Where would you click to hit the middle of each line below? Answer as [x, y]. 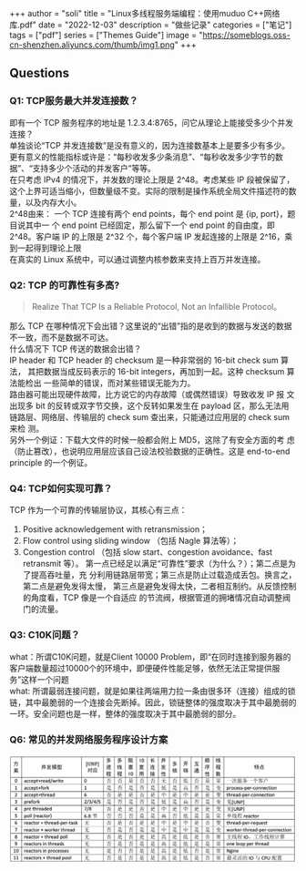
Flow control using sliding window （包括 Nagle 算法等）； [131, 541]
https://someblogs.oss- [246, 35]
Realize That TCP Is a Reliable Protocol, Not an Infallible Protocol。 [157, 306]
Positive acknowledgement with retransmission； [115, 529]
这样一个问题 [46, 679]
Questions [40, 73]
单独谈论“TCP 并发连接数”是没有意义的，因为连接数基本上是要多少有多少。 [150, 145]
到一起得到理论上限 [46, 248]
